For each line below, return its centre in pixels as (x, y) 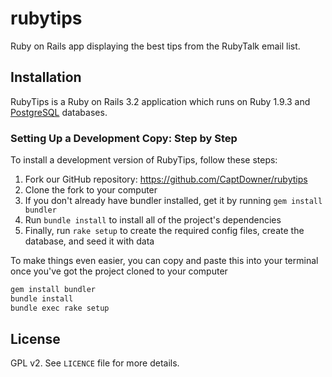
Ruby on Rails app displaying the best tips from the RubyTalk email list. (155, 46)
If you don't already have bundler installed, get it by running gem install (173, 201)
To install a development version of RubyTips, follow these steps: (144, 160)
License (35, 339)
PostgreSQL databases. (59, 112)
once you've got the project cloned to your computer (119, 271)
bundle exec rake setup (60, 308)
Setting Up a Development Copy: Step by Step (124, 138)
